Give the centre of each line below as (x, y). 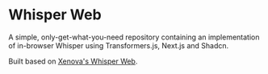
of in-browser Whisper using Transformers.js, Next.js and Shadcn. (119, 45)
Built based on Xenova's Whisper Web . (73, 61)
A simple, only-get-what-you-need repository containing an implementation (134, 37)
